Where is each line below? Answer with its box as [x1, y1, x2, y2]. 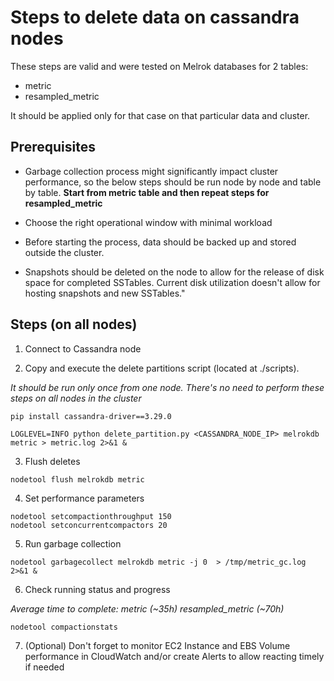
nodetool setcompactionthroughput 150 [10, 511, 172, 521]
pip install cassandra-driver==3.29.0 [10, 411, 172, 421]
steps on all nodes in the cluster [10, 392, 142, 404]
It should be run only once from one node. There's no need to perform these [10, 381, 325, 393]
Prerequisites [10, 139, 96, 156]
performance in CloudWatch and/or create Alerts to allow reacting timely [24, 650, 325, 662]
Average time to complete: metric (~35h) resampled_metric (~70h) [10, 602, 285, 615]
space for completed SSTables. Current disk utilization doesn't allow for [24, 276, 321, 288]
